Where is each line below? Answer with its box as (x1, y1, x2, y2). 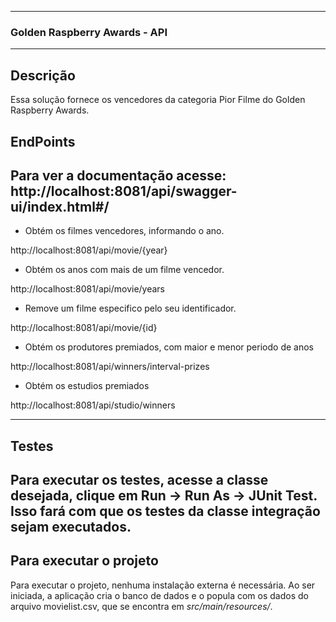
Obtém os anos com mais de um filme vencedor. (24, 264, 225, 276)
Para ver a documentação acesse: (10, 167, 227, 184)
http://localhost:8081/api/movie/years (10, 283, 166, 295)
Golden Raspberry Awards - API (10, 25, 168, 39)
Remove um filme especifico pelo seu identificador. (24, 302, 237, 315)
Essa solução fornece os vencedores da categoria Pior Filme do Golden (10, 94, 306, 106)
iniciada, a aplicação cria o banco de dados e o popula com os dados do (10, 589, 309, 601)
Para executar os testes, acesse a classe (10, 472, 269, 489)
